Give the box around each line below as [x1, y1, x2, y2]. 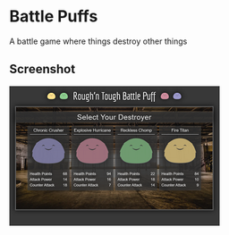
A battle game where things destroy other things [9, 36, 188, 46]
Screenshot [9, 62, 76, 77]
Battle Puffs [9, 6, 98, 27]
